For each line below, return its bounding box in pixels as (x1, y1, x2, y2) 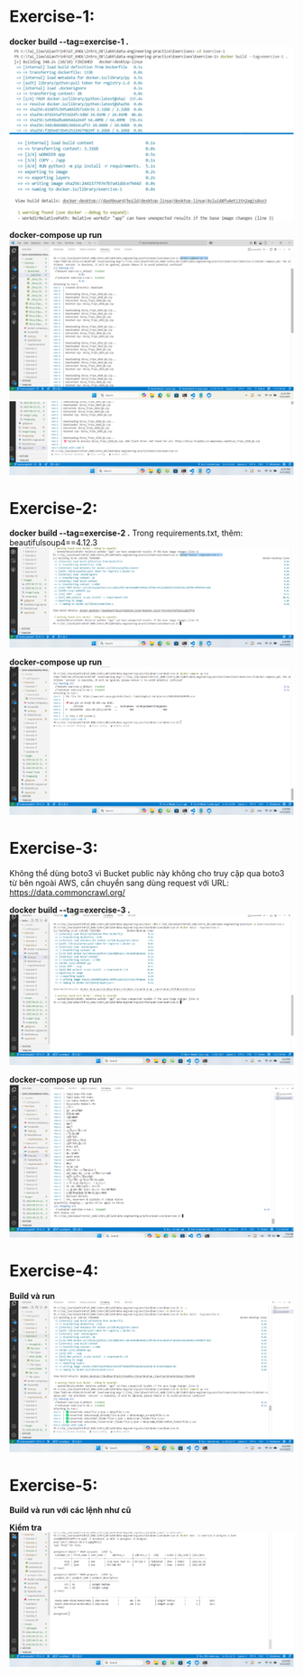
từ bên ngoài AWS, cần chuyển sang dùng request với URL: (9, 877, 230, 888)
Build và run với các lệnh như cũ (9, 1505, 132, 1516)
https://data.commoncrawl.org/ (9, 886, 126, 898)
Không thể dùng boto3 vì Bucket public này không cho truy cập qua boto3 (9, 867, 285, 878)
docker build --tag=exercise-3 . (9, 904, 131, 915)
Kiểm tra (9, 1522, 42, 1534)
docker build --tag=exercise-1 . (9, 36, 129, 47)
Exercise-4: (9, 1260, 99, 1281)
